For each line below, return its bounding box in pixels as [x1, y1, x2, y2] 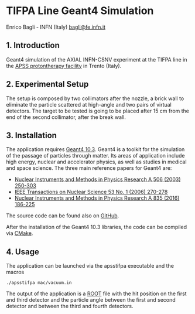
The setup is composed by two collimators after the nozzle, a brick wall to [6, 95, 184, 102]
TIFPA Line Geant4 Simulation [6, 4, 154, 18]
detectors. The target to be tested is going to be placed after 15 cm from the [6, 107, 189, 114]
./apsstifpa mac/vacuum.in [6, 280, 72, 286]
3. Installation [6, 130, 57, 140]
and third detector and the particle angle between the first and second [6, 296, 176, 303]
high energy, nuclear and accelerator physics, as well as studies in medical [6, 158, 187, 165]
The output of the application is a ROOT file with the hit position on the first [6, 290, 187, 297]
